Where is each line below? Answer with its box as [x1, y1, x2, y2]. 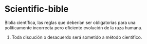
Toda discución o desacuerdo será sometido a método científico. [11, 34, 142, 40]
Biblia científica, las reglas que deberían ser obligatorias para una [4, 20, 136, 25]
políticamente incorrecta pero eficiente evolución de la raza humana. [4, 24, 143, 30]
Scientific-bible [4, 3, 69, 15]
